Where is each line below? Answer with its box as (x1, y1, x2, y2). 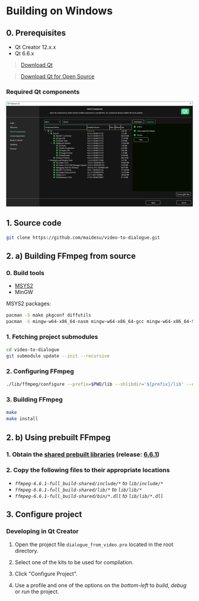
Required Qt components (6, 87, 80, 96)
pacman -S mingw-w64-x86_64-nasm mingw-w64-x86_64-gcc (6, 319, 145, 325)
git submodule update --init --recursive (6, 353, 110, 359)
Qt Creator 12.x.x (14, 43, 56, 50)
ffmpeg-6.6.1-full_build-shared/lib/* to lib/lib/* (14, 486, 142, 493)
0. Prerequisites (6, 28, 66, 38)
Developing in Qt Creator (6, 527, 79, 536)
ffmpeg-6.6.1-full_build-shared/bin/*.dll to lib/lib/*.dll (14, 492, 163, 499)
